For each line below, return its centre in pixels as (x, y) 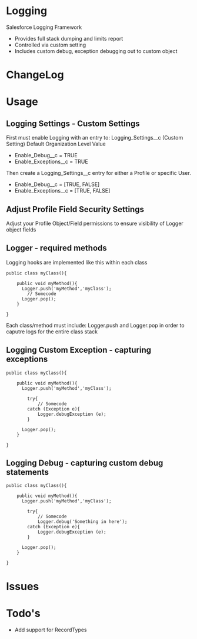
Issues (23, 586)
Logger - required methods (56, 248)
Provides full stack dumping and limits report (69, 38)
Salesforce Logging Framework (44, 27)
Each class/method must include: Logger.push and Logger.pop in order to (95, 325)
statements (27, 472)
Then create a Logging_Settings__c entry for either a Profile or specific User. (98, 173)
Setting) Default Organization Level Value (56, 144)
